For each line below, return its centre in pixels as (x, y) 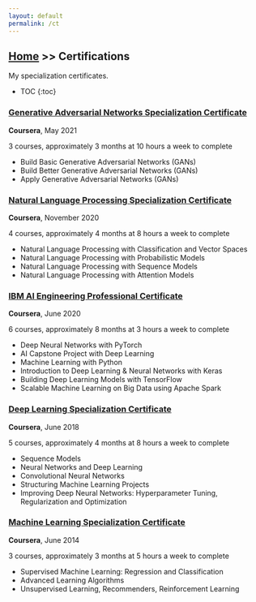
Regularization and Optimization (73, 501)
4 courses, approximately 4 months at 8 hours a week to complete (119, 233)
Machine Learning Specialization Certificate (97, 522)
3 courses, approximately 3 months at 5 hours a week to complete (119, 556)
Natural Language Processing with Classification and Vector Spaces (134, 249)
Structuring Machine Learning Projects (85, 484)
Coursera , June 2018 (44, 427)
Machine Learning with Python (71, 363)
